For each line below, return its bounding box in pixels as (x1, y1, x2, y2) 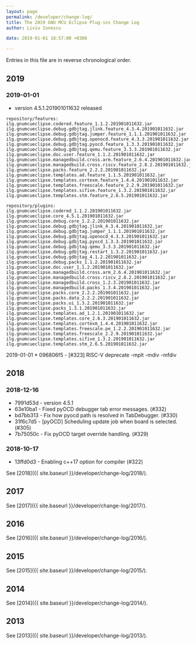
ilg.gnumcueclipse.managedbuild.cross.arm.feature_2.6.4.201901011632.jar (6, 156, 192, 163)
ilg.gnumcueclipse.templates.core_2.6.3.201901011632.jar (6, 315, 150, 321)
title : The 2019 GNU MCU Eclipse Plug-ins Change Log (6, 19, 140, 25)
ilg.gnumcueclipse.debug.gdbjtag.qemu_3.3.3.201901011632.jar (6, 243, 160, 249)
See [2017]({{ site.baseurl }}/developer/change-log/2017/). (6, 502, 147, 509)
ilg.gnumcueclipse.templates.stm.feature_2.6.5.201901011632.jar (6, 193, 168, 198)
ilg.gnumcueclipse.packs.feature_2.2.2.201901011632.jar (6, 167, 148, 173)
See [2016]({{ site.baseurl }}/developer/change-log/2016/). (6, 534, 148, 541)
